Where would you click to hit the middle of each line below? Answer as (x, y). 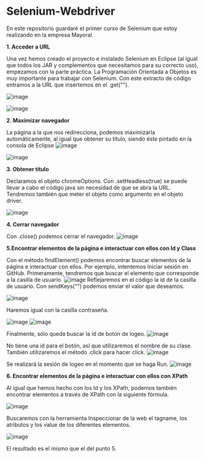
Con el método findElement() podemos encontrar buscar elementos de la (99, 260)
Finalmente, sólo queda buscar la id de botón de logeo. (76, 333)
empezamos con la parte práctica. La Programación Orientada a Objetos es (102, 71)
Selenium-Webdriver (61, 11)
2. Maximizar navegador (38, 120)
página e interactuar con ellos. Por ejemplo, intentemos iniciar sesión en (98, 266)
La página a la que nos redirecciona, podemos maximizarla (81, 132)
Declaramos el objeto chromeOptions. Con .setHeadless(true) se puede (97, 181)
